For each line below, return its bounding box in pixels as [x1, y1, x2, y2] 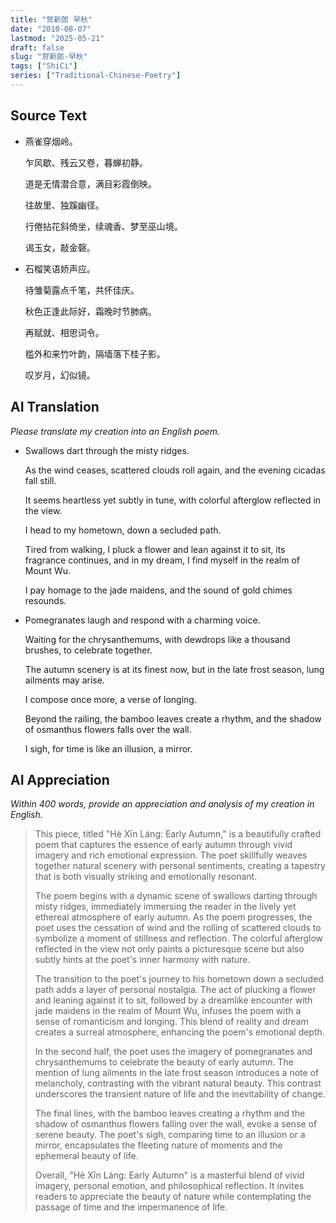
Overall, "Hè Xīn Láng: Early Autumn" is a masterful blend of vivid [34, 1169, 305, 1181]
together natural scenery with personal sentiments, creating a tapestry [34, 860, 326, 872]
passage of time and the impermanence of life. [34, 1201, 228, 1213]
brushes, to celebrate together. [24, 644, 153, 656]
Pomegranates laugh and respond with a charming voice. [24, 614, 261, 626]
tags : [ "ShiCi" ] [10, 61, 78, 71]
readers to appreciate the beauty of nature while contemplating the [34, 1191, 312, 1203]
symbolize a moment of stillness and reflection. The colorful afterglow [34, 932, 324, 945]
